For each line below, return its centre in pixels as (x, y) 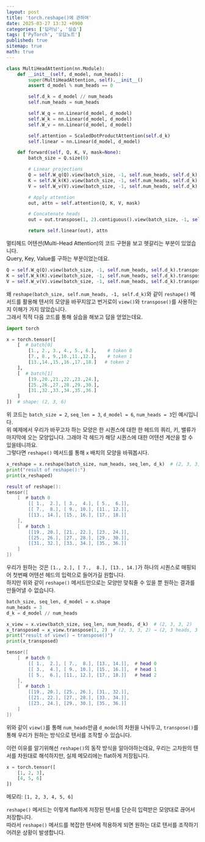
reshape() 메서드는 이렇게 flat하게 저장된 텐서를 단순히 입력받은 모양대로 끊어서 (101, 810)
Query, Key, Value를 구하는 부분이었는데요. (58, 258)
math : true (20, 52)
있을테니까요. (22, 445)
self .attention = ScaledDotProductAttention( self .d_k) (99, 136)
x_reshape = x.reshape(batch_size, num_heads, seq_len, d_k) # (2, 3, (99, 464)
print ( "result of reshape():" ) (46, 470)
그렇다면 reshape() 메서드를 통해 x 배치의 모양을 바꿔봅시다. (78, 452)
